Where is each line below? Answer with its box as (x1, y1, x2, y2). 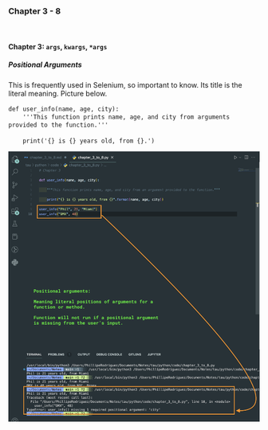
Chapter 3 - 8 (8, 6, 61, 17)
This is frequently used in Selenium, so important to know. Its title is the (8, 80, 242, 89)
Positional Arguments (8, 60, 82, 69)
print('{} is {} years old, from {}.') (22, 137, 156, 145)
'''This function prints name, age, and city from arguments (22, 113, 230, 121)
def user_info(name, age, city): (8, 105, 120, 113)
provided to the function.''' (8, 121, 109, 129)
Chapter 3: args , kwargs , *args (8, 41, 108, 51)
